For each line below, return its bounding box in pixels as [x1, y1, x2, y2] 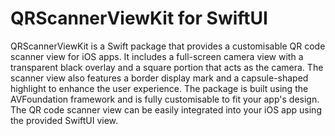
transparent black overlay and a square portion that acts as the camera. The [10, 61, 324, 73]
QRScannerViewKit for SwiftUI [10, 7, 268, 30]
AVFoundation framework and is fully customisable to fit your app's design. [10, 93, 320, 105]
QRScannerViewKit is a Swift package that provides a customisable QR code [10, 40, 326, 52]
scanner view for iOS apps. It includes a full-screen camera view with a [10, 50, 304, 62]
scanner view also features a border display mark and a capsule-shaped [10, 72, 309, 84]
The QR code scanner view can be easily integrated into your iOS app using [10, 103, 322, 116]
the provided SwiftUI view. [10, 114, 119, 126]
